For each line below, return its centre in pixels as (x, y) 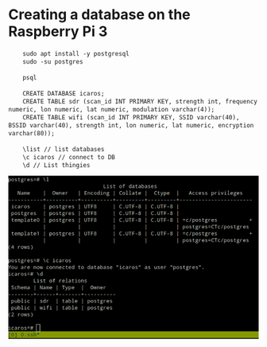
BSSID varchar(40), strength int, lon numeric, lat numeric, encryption (131, 125)
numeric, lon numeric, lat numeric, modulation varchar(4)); (112, 109)
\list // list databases (64, 149)
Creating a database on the (99, 15)
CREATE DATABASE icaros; (64, 93)
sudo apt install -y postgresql (76, 53)
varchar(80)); (32, 133)
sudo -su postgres (53, 61)
